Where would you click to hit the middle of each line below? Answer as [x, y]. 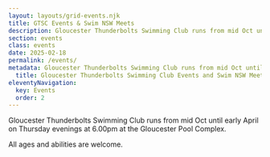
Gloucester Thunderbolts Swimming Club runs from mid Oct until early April [133, 120]
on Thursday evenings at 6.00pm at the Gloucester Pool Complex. [117, 129]
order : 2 [30, 98]
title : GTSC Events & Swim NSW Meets [72, 23]
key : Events [36, 90]
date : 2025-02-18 [37, 53]
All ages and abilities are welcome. [65, 144]
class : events [32, 46]
